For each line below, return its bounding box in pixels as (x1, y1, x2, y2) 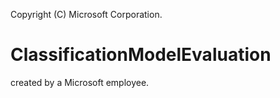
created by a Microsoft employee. (10, 76, 150, 88)
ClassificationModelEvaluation (10, 44, 272, 66)
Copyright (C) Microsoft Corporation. (10, 9, 163, 20)
